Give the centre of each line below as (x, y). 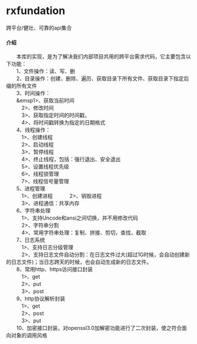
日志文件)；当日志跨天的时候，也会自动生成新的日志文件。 (81, 262)
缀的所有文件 (21, 86)
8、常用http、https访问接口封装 (55, 269)
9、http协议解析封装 (41, 299)
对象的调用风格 (29, 335)
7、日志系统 (31, 240)
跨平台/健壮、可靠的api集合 (39, 28)
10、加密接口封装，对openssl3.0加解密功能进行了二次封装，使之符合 (99, 328)
